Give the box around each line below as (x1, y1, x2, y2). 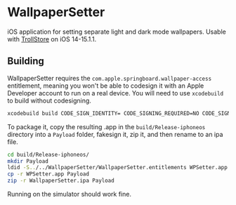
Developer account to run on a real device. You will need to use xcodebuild (7, 88, 223, 97)
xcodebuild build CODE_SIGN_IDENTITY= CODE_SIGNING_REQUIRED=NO (7, 110, 199, 117)
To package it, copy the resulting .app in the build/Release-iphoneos (7, 122, 206, 131)
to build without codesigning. (7, 96, 91, 105)
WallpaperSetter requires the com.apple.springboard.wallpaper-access (7, 74, 212, 82)
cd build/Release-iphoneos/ (7, 151, 90, 158)
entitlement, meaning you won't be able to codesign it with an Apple (7, 81, 204, 90)
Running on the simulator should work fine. (7, 190, 132, 198)
